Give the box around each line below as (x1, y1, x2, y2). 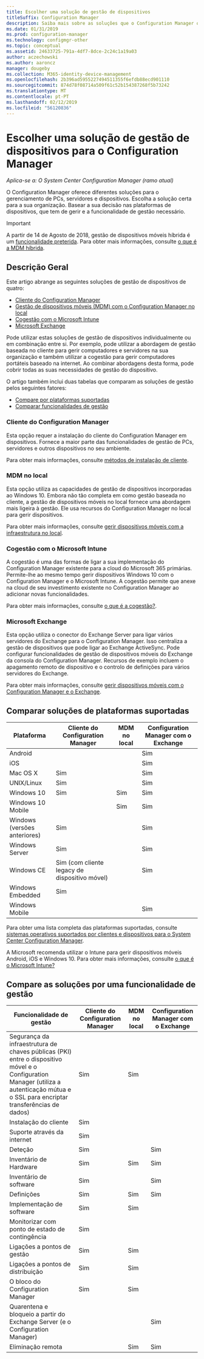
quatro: (6, 285, 24, 292)
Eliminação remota (9, 1343, 63, 1351)
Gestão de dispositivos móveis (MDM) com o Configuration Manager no (15, 303, 195, 310)
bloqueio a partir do (9, 1310, 66, 1318)
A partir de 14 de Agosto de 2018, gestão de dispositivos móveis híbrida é (6, 231, 191, 239)
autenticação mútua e (9, 1085, 72, 1094)
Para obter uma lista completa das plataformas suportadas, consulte (6, 924, 178, 932)
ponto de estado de (9, 1225, 66, 1233)
